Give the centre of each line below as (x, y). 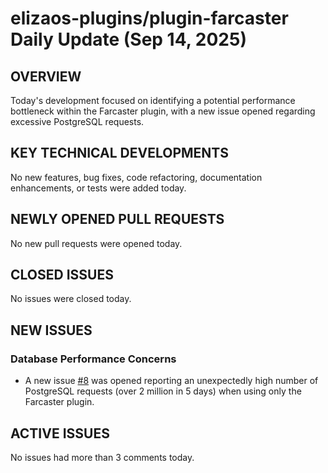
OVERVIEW (46, 76)
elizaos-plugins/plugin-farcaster (149, 18)
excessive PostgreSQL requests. (77, 121)
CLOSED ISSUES (62, 275)
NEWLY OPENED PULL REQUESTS (117, 219)
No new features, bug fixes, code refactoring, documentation (136, 177)
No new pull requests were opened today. (96, 243)
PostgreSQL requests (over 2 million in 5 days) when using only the (163, 391)
